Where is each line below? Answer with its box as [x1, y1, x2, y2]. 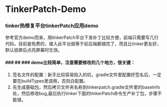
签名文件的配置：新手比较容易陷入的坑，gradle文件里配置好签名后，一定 [12, 71, 161, 77]
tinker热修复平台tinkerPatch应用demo [5, 22, 98, 29]
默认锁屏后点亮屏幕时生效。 [5, 47, 62, 53]
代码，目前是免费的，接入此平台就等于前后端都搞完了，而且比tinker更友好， [5, 41, 161, 47]
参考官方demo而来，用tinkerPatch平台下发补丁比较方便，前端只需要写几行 [5, 34, 159, 40]
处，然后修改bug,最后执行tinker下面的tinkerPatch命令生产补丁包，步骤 [12, 90, 158, 96]
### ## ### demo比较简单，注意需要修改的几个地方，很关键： [5, 59, 135, 65]
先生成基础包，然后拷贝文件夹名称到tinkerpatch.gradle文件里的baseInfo [12, 84, 160, 90]
